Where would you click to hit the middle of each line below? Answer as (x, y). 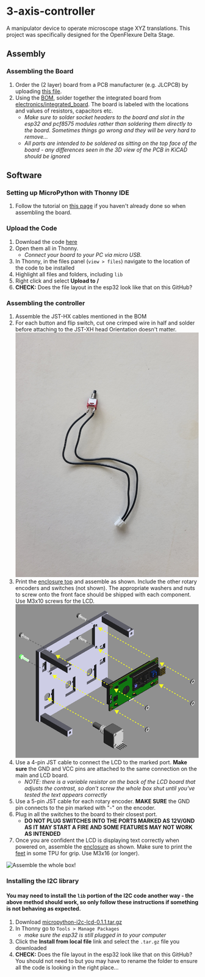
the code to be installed (45, 268)
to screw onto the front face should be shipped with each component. (103, 595)
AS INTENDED (42, 834)
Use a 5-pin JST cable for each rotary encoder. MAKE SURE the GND (103, 802)
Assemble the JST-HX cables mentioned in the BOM (81, 316)
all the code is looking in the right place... (67, 968)
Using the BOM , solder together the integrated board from (88, 98)
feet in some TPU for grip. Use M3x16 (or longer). (77, 853)
